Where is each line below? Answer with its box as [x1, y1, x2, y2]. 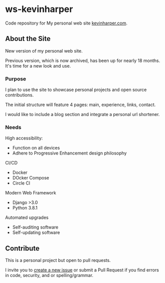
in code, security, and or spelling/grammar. [5, 272, 94, 278]
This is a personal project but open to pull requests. [5, 257, 111, 263]
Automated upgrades [5, 214, 49, 220]
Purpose [5, 75, 26, 82]
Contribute [5, 244, 40, 252]
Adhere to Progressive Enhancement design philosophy [12, 150, 127, 156]
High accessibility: [5, 135, 43, 141]
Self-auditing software [12, 224, 59, 230]
